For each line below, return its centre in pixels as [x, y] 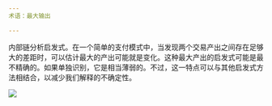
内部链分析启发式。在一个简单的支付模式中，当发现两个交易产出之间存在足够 [136, 47]
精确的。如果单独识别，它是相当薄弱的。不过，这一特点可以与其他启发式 [136, 67]
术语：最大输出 [30, 16]
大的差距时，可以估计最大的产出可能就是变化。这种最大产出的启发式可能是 [132, 57]
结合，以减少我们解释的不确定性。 [79, 77]
